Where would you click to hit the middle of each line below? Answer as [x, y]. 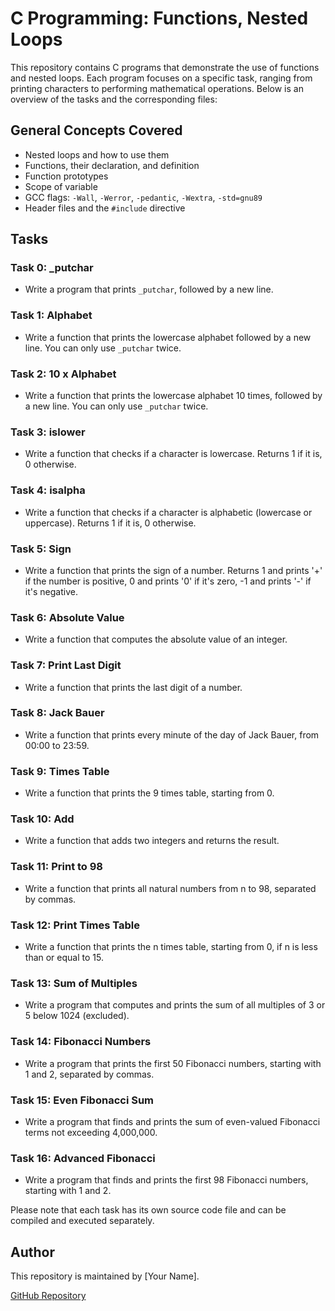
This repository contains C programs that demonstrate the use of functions [165, 67]
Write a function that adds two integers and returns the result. [152, 841]
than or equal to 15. [64, 957]
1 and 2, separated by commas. [89, 1074]
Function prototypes [66, 176]
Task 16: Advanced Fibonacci [83, 1158]
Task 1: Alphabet [51, 315]
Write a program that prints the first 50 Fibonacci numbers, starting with [173, 1063]
